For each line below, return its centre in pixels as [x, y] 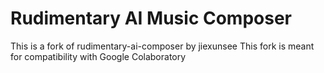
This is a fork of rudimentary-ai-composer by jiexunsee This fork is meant [162, 46]
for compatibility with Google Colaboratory [98, 56]
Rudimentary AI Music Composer [151, 18]
